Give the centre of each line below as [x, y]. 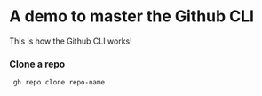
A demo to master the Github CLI [132, 16]
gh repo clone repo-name [59, 83]
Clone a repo [37, 64]
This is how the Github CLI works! [71, 41]
